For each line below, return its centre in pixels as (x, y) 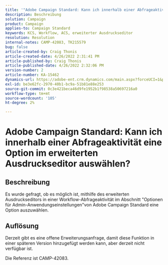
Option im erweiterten (52, 153)
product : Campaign (24, 24)
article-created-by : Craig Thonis (41, 51)
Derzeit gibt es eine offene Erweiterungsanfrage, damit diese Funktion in (80, 237)
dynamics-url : (20, 79)
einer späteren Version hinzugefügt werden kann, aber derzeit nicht (75, 243)
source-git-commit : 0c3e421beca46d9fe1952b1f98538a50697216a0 (71, 89)
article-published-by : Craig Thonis (43, 61)
